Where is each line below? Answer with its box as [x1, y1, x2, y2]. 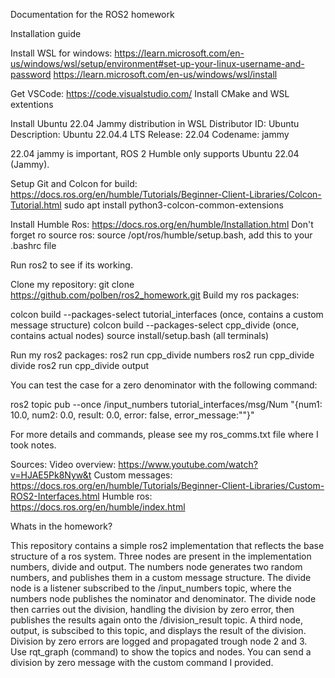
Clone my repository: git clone [10, 279, 135, 290]
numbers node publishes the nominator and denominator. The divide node [10, 593, 317, 604]
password [10, 69, 52, 80]
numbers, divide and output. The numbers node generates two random [10, 561, 303, 573]
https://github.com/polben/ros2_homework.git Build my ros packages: [10, 289, 300, 301]
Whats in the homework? [10, 520, 113, 532]
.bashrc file [10, 240, 57, 251]
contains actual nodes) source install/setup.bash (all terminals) [10, 330, 270, 341]
